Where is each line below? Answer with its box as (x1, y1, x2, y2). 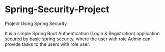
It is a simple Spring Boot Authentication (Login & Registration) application (5, 30, 160, 36)
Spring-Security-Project (5, 4, 110, 15)
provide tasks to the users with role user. (5, 41, 90, 47)
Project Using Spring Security (5, 20, 67, 27)
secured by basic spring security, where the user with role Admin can (5, 36, 151, 42)
